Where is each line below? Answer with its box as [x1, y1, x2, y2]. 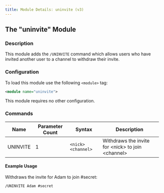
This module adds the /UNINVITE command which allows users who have [5, 51, 151, 57]
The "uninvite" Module [5, 25, 77, 34]
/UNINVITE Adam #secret [5, 183, 54, 189]
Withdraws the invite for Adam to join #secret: [5, 174, 98, 180]
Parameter [38, 123, 63, 130]
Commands [5, 110, 33, 117]
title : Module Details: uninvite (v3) [5, 7, 84, 12]
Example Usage [5, 163, 38, 169]
